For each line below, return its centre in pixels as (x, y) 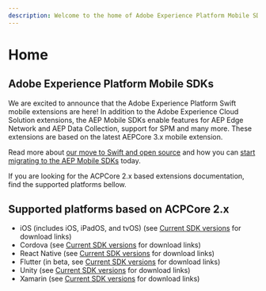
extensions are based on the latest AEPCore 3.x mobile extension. (116, 136)
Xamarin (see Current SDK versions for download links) (110, 279)
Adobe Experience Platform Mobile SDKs (111, 84)
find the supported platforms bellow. (67, 184)
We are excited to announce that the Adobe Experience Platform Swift (122, 103)
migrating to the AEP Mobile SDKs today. (74, 160)
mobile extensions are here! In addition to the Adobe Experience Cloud (123, 111)
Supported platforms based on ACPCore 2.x (119, 210)
